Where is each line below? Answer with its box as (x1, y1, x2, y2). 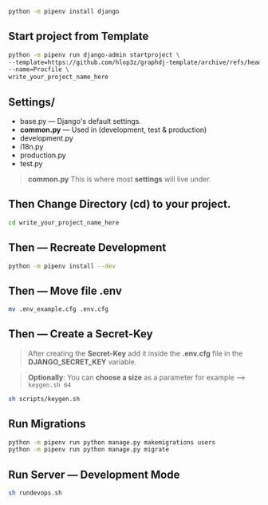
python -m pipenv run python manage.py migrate (8, 446, 170, 454)
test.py (19, 159, 43, 168)
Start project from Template (8, 30, 149, 43)
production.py (19, 150, 66, 160)
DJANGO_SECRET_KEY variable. (27, 356, 137, 367)
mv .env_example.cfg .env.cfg (8, 305, 109, 313)
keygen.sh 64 (27, 380, 72, 389)
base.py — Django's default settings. (19, 117, 142, 125)
